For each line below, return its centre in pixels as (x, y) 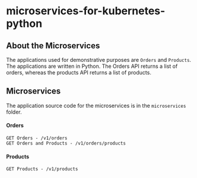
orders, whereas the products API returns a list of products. (79, 72)
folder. (14, 112)
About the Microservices (53, 46)
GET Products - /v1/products (42, 169)
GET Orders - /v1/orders (37, 138)
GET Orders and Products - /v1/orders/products (66, 143)
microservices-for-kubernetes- (86, 11)
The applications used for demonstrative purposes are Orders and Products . (99, 60)
